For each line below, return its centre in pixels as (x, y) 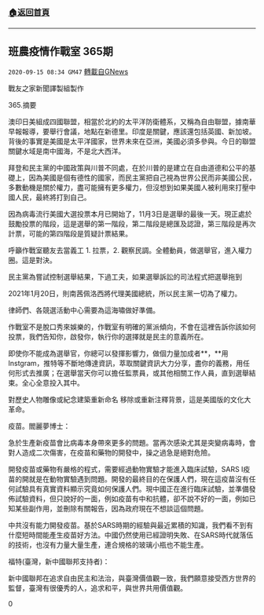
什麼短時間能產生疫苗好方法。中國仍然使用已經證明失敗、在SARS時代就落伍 (131, 535)
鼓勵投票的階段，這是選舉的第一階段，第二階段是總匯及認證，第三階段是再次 (132, 224)
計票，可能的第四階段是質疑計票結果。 (70, 234)
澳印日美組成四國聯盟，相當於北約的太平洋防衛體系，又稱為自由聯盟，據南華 (132, 122)
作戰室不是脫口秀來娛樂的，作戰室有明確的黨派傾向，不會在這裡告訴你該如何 (132, 327)
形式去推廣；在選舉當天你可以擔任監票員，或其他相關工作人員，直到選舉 (132, 373)
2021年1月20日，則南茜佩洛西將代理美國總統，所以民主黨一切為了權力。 (125, 294)
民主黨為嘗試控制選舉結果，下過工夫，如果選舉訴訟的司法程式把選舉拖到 (125, 277)
